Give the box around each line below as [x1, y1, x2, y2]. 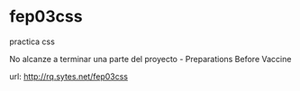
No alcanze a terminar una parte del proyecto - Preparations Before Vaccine [9, 53, 292, 64]
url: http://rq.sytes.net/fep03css [9, 70, 129, 82]
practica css [9, 36, 56, 47]
